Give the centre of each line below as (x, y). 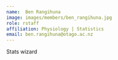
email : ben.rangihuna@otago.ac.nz (50, 35)
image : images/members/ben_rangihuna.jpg (59, 18)
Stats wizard (22, 52)
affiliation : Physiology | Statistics (55, 29)
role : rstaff (23, 23)
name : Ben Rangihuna (34, 12)
